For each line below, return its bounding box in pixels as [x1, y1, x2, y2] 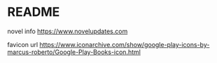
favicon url [7, 40, 38, 48]
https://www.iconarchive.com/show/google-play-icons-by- [39, 40, 210, 48]
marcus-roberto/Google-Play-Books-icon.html [7, 48, 141, 56]
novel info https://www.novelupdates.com [7, 27, 128, 35]
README [7, 4, 60, 20]
